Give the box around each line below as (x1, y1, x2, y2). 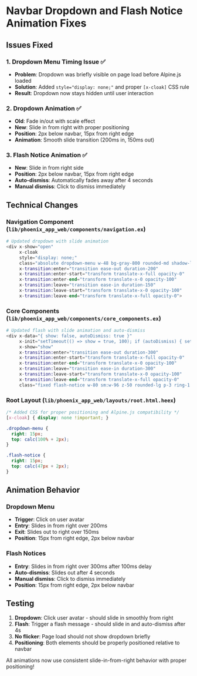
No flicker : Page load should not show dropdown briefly (14, 633, 151, 640)
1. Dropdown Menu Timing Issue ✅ (6, 58, 106, 66)
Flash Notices (6, 549, 46, 557)
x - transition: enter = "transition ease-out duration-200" (19, 265, 159, 271)
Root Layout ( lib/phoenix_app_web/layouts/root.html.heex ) (6, 396, 176, 404)
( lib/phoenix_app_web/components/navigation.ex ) (6, 225, 146, 233)
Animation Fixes (6, 16, 87, 30)
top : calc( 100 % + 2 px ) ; (11, 436, 69, 442)
